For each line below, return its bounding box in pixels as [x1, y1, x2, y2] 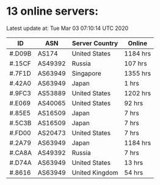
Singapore [71, 69, 102, 78]
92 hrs [124, 99, 144, 107]
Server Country [71, 38, 118, 47]
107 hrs [124, 59, 148, 68]
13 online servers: [6, 4, 99, 18]
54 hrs [124, 168, 144, 176]
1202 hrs [124, 89, 151, 97]
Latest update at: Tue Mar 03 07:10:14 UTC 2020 [6, 24, 129, 32]
